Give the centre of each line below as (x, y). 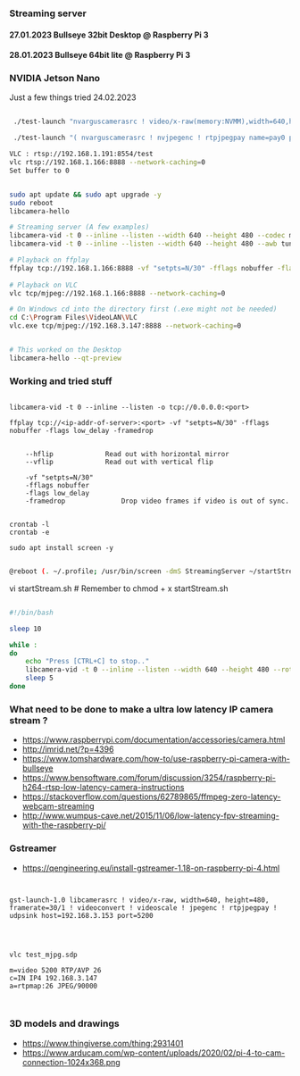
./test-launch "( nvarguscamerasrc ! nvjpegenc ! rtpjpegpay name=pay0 (149, 138)
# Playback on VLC (43, 285)
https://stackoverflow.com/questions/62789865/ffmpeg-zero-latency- (151, 797)
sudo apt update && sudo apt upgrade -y (86, 195)
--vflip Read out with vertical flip (120, 463)
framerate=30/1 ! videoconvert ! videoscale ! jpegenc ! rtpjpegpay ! (143, 908)
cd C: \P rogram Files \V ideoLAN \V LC (74, 318)
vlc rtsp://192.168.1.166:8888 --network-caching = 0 (107, 163)
